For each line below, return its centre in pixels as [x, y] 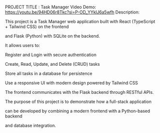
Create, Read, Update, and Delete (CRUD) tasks [52, 64]
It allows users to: [22, 45]
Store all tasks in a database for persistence [49, 74]
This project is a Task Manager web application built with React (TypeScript [80, 22]
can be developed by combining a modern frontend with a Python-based [78, 111]
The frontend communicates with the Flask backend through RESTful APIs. [79, 92]
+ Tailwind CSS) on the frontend [37, 27]
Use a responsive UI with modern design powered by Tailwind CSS [72, 83]
